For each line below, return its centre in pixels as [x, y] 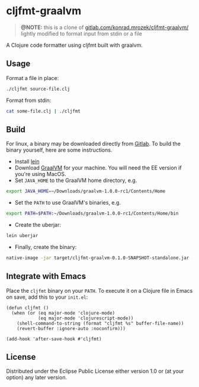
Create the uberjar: [38, 225]
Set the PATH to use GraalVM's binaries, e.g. [68, 203]
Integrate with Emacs [46, 276]
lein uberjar [22, 236]
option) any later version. [36, 378]
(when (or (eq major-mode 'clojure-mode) [63, 313]
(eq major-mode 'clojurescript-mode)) [86, 318]
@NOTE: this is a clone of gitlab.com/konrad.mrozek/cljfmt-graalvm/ [105, 27]
